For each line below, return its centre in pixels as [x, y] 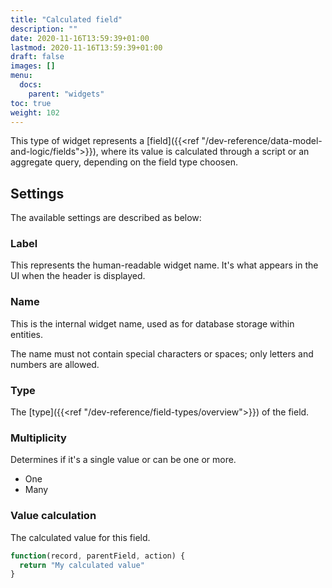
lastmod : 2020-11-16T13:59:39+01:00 [86, 47]
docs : [31, 85]
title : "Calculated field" [66, 19]
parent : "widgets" [66, 94]
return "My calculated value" [82, 565]
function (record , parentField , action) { [98, 556]
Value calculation [53, 516]
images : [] [33, 66]
